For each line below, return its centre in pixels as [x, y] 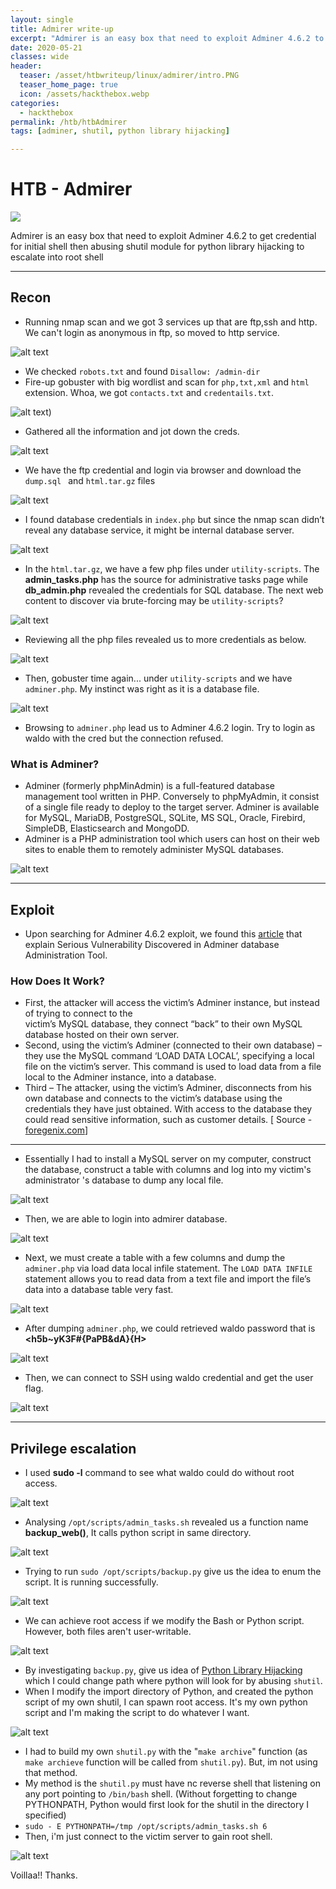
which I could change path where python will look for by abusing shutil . [173, 1681]
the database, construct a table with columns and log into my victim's [168, 1170]
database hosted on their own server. [102, 1035]
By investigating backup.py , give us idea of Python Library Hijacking [163, 1670]
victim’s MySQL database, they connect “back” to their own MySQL [163, 1024]
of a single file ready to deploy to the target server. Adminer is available [172, 807]
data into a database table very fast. [99, 1290]
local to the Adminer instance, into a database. [120, 1077]
